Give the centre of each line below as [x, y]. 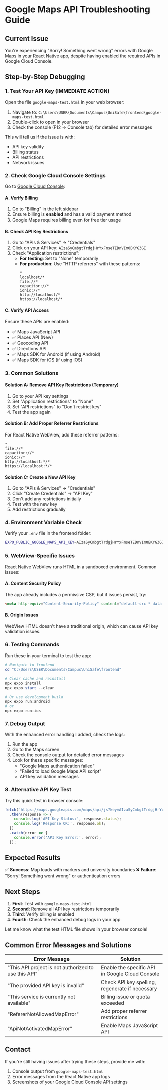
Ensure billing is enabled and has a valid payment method [72, 214]
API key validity [28, 146]
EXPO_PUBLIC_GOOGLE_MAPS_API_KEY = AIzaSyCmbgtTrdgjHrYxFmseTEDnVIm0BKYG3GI [85, 543]
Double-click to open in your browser [51, 122]
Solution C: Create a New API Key [40, 477]
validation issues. [23, 631]
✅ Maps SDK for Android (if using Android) [56, 354]
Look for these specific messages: [48, 760]
